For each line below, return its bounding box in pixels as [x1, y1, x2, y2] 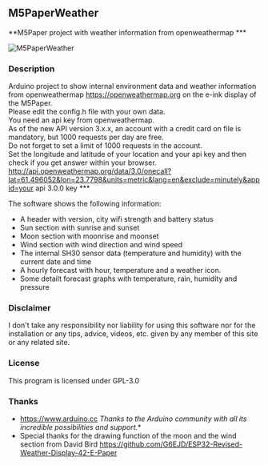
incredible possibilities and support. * [19, 423, 142, 431]
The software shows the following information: [8, 199, 162, 209]
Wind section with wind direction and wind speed [19, 240, 183, 250]
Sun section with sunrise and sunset [19, 223, 140, 233]
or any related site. [8, 338, 70, 347]
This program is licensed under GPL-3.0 [8, 375, 140, 385]
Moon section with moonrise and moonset [19, 231, 159, 241]
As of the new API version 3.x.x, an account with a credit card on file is [8, 124, 242, 134]
